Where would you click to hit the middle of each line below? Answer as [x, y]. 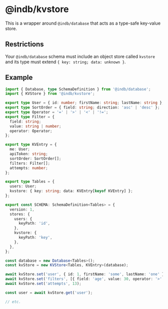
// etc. [13, 302]
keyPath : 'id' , [34, 224]
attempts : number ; [29, 168]
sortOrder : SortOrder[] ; [35, 159]
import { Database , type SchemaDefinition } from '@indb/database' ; [78, 89]
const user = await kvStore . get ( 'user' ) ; [49, 292]
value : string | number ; [35, 126]
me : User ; [20, 149]
